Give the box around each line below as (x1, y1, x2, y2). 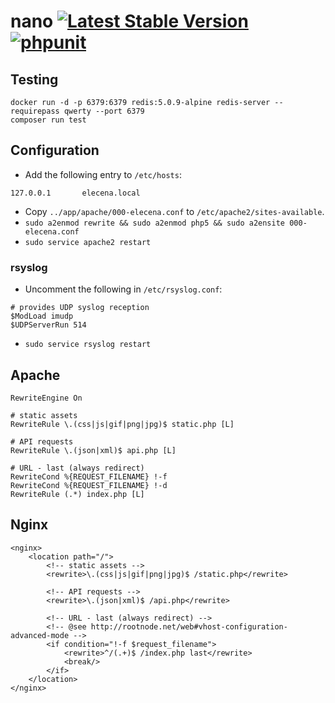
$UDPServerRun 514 (10, 320, 87, 330)
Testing (10, 71, 59, 88)
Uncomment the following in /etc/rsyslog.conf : (24, 283, 223, 295)
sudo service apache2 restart (24, 237, 152, 247)
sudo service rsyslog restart (24, 340, 152, 350)
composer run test (10, 115, 87, 125)
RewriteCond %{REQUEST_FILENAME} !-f (10, 471, 168, 482)
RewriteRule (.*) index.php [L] (10, 489, 145, 499)
